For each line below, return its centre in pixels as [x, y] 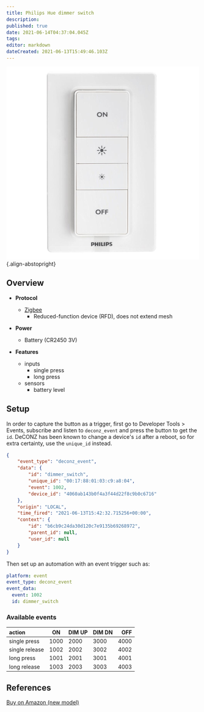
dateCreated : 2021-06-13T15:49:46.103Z [57, 52]
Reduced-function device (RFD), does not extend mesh [103, 316]
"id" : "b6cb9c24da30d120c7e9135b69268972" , [84, 527]
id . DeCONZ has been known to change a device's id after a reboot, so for [100, 437]
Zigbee [33, 310]
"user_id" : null [49, 539]
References [29, 688]
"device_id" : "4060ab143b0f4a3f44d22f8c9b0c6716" [93, 494]
